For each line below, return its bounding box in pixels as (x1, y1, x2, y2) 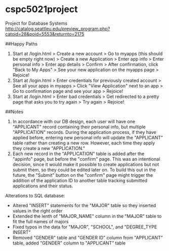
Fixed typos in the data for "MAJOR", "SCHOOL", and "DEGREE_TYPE (12, 224, 157, 230)
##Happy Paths (5, 40, 38, 46)
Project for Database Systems (5, 20, 67, 26)
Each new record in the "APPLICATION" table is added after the (12, 150, 145, 157)
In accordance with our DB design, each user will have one (12, 118, 136, 124)
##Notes (5, 109, 24, 115)
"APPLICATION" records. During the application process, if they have (12, 129, 156, 135)
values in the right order (12, 208, 63, 214)
